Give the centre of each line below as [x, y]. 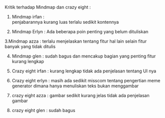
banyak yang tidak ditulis [30, 46]
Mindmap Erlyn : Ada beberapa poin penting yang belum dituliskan [80, 31]
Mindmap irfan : [28, 17]
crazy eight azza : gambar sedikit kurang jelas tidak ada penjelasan [81, 95]
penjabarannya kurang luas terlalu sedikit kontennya [65, 22]
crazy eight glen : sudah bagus [43, 110]
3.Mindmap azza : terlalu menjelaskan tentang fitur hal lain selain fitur [76, 41]
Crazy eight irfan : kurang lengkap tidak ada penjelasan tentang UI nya [84, 71]
